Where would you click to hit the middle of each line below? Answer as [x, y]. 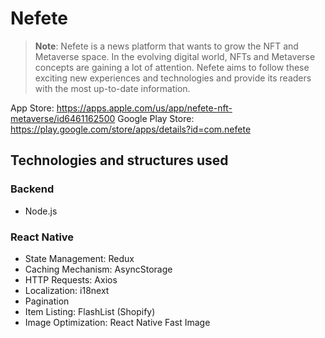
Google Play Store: [156, 118]
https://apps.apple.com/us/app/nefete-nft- [144, 108]
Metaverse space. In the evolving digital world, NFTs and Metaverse [175, 56]
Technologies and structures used [119, 160]
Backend [32, 189]
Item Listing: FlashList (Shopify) [90, 311]
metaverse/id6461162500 [63, 118]
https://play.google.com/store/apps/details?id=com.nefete [131, 129]
